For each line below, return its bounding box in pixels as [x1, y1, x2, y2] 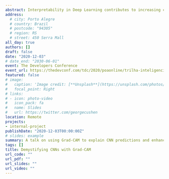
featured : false [5, 73, 39, 78]
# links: [5, 91, 24, 96]
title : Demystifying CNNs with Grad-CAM [5, 147, 92, 152]
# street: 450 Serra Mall [10, 36, 64, 41]
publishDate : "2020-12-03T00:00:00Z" [5, 128, 84, 133]
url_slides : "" [5, 161, 37, 166]
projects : [5, 119, 26, 124]
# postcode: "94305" [10, 26, 53, 31]
